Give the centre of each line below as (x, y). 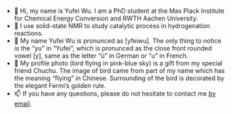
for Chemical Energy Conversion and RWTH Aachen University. (106, 18)
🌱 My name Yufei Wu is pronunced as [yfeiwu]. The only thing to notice (118, 41)
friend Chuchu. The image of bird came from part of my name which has (120, 71)
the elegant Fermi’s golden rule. (60, 85)
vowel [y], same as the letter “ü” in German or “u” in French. (101, 56)
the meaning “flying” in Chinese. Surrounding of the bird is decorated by (119, 78)
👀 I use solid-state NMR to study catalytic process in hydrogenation (112, 26)
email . (23, 103)
